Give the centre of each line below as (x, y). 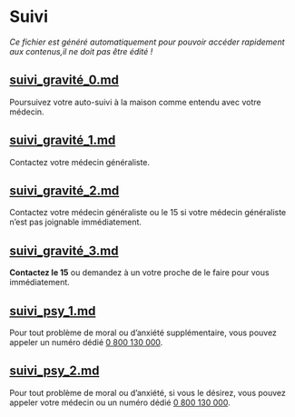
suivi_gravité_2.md (64, 190)
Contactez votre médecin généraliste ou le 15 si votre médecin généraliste (148, 213)
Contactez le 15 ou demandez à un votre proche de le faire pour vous (139, 273)
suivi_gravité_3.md (64, 250)
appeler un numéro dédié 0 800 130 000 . (86, 342)
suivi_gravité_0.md (64, 80)
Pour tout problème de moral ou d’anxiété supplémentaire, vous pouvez (143, 333)
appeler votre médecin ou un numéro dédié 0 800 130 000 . (120, 402)
